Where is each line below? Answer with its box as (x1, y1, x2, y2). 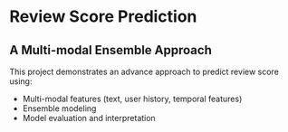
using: (9, 76, 33, 87)
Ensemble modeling (22, 103, 97, 114)
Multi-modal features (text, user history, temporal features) (22, 93, 243, 104)
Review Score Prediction (9, 6, 197, 27)
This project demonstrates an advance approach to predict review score (9, 66, 279, 77)
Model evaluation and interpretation (22, 113, 156, 123)
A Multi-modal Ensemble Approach (9, 42, 213, 58)
